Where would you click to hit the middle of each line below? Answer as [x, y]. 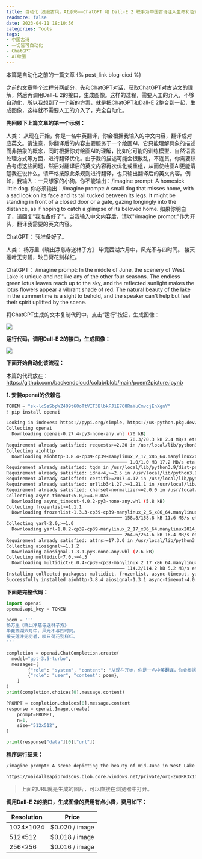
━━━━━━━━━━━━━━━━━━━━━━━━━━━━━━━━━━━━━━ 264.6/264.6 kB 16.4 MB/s [104, 535]
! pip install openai [33, 412]
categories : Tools [29, 29]
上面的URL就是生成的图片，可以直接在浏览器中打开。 [87, 789]
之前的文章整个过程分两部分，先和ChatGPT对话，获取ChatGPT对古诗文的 [97, 87]
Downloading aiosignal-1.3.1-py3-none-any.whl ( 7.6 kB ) [83, 552]
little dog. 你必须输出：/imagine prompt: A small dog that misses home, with [100, 188]
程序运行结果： [25, 754]
